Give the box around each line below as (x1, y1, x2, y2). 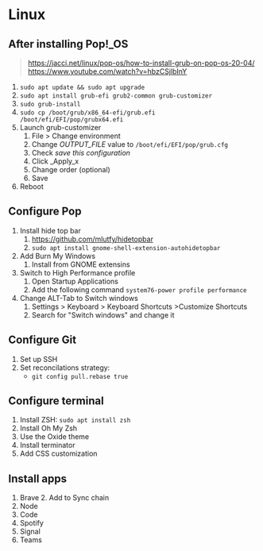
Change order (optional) (31, 165, 111, 174)
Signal (19, 526, 41, 537)
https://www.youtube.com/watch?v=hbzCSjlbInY (27, 67, 188, 76)
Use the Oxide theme (19, 432, 90, 441)
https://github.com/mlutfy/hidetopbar (31, 234, 153, 244)
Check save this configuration (31, 148, 131, 157)
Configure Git (8, 333, 77, 347)
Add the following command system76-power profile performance (31, 284, 247, 295)
